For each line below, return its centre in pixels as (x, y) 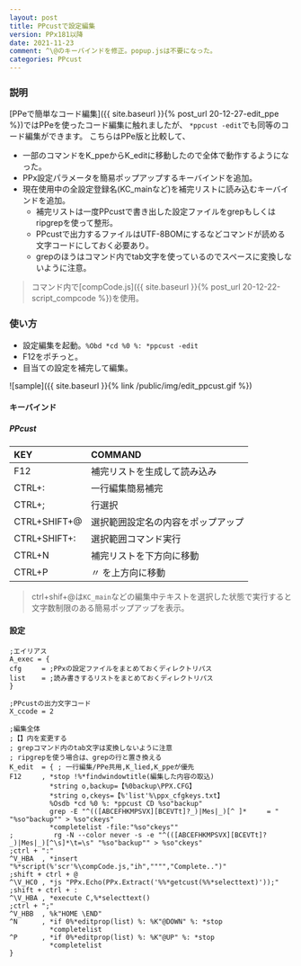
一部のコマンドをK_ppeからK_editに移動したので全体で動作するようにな (155, 156)
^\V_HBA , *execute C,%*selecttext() (80, 899)
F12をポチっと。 (53, 356)
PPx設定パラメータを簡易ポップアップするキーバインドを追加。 (140, 178)
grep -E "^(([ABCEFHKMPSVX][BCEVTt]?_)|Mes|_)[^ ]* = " (164, 812)
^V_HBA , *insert (44, 859)
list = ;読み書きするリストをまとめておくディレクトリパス (111, 679)
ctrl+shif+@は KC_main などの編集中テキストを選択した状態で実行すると (161, 597)
